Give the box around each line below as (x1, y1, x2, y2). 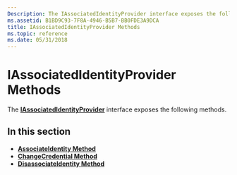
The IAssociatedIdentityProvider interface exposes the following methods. (7, 105, 227, 114)
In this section (7, 126, 71, 138)
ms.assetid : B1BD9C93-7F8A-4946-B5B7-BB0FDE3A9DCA (7, 17, 159, 24)
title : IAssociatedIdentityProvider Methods (7, 23, 140, 30)
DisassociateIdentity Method (17, 159, 105, 168)
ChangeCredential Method (17, 152, 97, 160)
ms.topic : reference (7, 30, 68, 37)
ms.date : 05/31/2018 (7, 37, 68, 44)
